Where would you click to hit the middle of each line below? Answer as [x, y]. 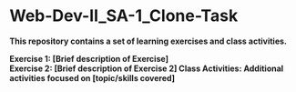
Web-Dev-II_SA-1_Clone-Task [124, 16]
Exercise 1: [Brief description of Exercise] [89, 58]
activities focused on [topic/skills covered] [92, 77]
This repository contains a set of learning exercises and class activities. [148, 41]
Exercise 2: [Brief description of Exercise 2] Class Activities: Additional [147, 68]
